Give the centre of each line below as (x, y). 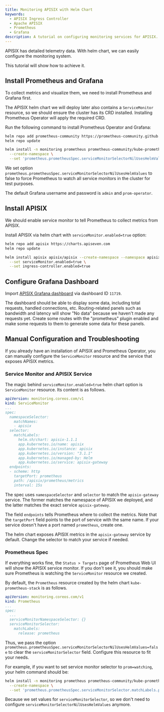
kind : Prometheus (23, 601)
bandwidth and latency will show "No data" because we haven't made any (80, 313)
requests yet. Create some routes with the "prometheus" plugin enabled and (82, 319)
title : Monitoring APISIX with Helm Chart (49, 10)
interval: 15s (28, 485)
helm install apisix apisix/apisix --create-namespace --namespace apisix (83, 257)
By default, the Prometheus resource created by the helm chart (67, 582)
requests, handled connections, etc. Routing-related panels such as (73, 308)
